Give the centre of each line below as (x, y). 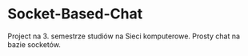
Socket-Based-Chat (75, 14)
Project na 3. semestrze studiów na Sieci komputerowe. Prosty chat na (124, 36)
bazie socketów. (34, 44)
